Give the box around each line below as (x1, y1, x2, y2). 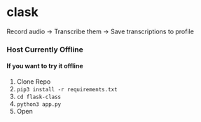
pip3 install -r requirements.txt (16, 86, 118, 93)
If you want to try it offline (6, 62, 83, 70)
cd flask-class (16, 93, 62, 101)
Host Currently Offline (6, 45, 83, 54)
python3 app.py (16, 101, 62, 108)
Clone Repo (16, 77, 51, 86)
